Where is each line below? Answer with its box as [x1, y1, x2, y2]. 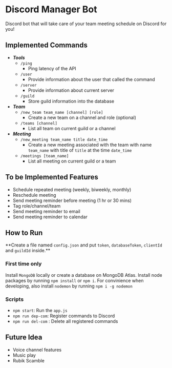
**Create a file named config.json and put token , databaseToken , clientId [5, 242, 162, 248]
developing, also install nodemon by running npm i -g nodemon [5, 283, 133, 289]
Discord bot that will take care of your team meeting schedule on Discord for [5, 21, 167, 27]
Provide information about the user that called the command [28, 76, 155, 83]
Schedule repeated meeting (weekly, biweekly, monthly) [12, 186, 132, 193]
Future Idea [5, 333, 42, 342]
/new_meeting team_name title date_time [20, 137, 108, 142]
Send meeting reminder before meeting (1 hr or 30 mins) [12, 197, 132, 203]
